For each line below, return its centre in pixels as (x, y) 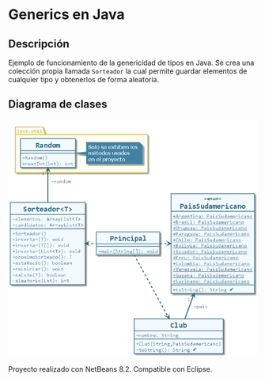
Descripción (39, 44)
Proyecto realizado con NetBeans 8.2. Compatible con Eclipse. (110, 369)
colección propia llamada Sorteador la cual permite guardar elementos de (128, 71)
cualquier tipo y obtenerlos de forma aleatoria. (84, 79)
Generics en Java (66, 15)
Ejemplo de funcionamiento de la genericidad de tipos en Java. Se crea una (131, 62)
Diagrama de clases (58, 104)
